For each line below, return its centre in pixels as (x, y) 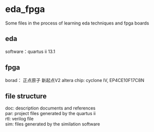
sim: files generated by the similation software (53, 124)
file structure (26, 96)
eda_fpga (25, 9)
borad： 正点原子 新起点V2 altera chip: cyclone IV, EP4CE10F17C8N (75, 80)
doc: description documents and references (50, 108)
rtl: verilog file (19, 119)
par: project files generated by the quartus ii (50, 113)
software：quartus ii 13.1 (30, 51)
